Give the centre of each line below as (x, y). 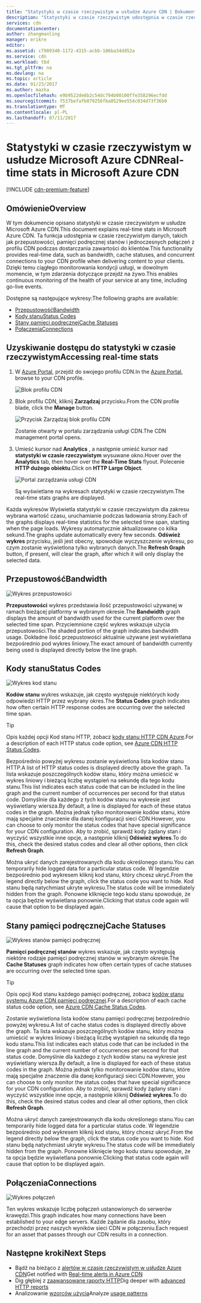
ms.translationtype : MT (36, 106)
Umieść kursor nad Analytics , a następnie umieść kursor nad (91, 449)
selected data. (24, 560)
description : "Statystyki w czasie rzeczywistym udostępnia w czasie (95, 17)
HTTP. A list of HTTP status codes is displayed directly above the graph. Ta (98, 768)
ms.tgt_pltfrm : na (29, 67)
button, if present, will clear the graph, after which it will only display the (95, 554)
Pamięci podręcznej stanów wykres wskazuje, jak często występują (91, 952)
